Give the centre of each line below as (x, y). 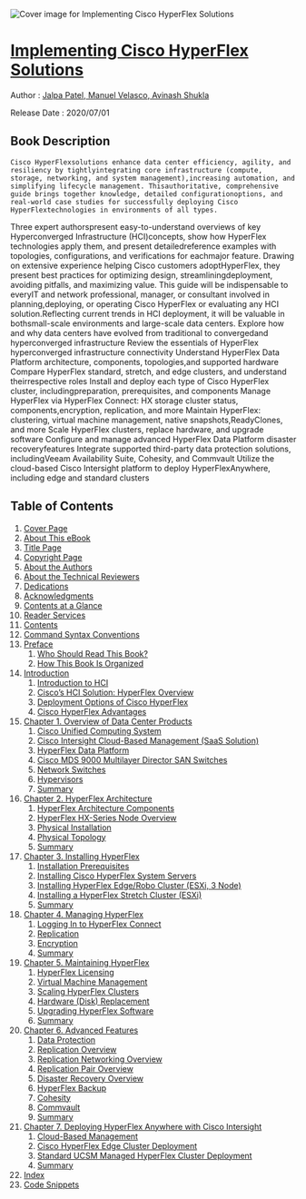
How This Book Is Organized (90, 663)
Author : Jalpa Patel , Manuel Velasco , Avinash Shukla (110, 94)
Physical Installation (74, 827)
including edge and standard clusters (80, 478)
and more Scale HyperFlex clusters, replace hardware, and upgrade (137, 429)
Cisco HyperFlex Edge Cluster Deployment (117, 1145)
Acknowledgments (59, 596)
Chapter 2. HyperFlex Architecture (88, 798)
